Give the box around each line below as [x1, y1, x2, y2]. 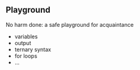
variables [14, 33, 38, 40]
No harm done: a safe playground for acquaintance [5, 21, 134, 28]
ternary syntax [14, 46, 52, 53]
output [14, 39, 32, 46]
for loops [14, 52, 38, 60]
